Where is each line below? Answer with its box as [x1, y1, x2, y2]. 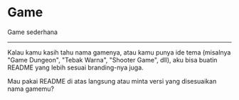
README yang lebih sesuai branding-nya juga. [7, 63, 144, 72]
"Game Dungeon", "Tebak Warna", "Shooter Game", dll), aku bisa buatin [7, 55, 218, 64]
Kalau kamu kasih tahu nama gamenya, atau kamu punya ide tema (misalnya [7, 48, 231, 57]
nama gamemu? [7, 84, 55, 93]
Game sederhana [7, 28, 58, 36]
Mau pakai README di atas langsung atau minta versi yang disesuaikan [7, 77, 217, 85]
